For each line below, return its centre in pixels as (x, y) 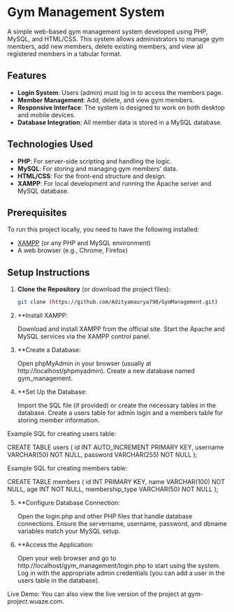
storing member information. (58, 421)
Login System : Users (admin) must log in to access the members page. (120, 92)
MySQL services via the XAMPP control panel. (84, 337)
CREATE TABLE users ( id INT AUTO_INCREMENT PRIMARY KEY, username (116, 447)
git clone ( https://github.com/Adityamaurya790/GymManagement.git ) (118, 302)
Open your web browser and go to (67, 558)
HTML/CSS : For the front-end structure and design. (92, 176)
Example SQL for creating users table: (62, 434)
